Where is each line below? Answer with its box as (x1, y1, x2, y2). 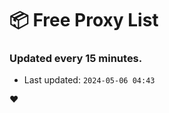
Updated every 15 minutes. (9, 52, 143, 66)
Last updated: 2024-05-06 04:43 (23, 74, 156, 86)
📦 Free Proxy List (9, 9, 159, 32)
